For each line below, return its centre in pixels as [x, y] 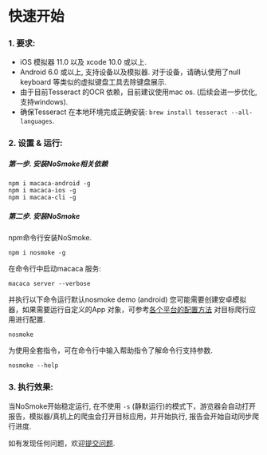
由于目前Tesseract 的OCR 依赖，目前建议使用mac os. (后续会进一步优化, [138, 92]
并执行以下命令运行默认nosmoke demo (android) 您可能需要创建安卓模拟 [128, 299]
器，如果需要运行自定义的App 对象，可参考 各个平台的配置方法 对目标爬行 [129, 310]
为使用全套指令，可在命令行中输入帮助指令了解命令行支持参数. [111, 350]
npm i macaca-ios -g [43, 191]
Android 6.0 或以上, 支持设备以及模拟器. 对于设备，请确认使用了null [130, 72]
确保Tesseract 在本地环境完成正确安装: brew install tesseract [124, 112]
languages [36, 122]
